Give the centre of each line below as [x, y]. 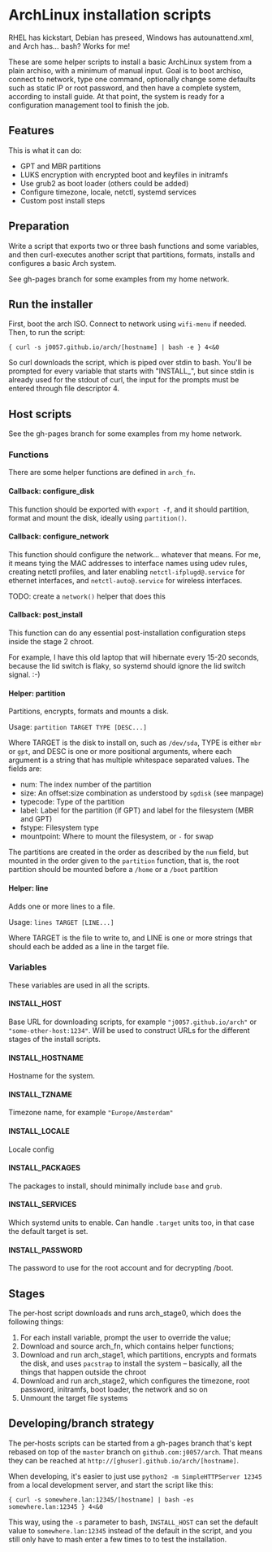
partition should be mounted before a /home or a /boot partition [113, 870]
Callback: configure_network [59, 536]
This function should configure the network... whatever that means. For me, [135, 554]
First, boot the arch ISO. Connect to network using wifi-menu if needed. [127, 324]
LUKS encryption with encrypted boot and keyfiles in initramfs [124, 174]
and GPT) [36, 819]
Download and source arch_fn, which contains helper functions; [127, 1346]
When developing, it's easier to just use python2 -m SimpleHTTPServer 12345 [135, 1476]
